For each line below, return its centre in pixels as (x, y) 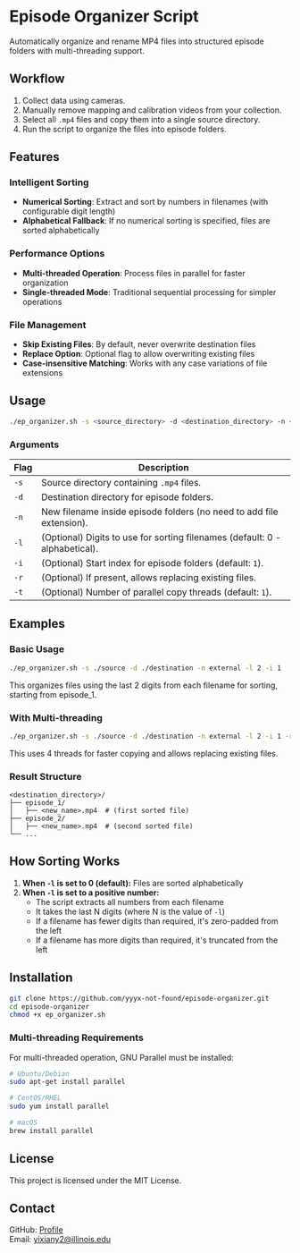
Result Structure (46, 776)
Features (34, 157)
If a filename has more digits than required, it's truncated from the (157, 940)
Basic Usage (37, 649)
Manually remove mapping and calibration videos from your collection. (152, 110)
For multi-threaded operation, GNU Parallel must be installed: (121, 1057)
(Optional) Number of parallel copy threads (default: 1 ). (157, 592)
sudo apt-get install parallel (67, 1082)
